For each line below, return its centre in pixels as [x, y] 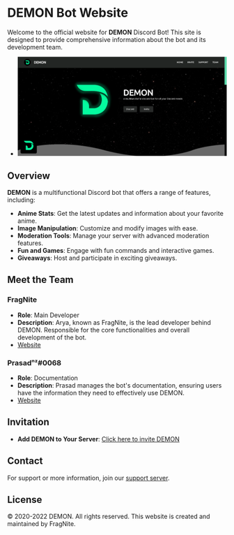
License [25, 500]
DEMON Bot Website [68, 13]
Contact [25, 461]
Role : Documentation [48, 378]
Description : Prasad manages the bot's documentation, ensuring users [119, 385]
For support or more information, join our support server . [88, 478]
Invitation [29, 422]
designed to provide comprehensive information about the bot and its [107, 39]
